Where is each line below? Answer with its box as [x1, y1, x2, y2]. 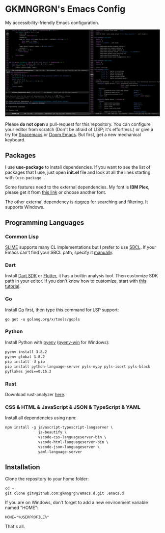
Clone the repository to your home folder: [5, 476, 89, 482]
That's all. [5, 524, 25, 530]
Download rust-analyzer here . [5, 392, 65, 398]
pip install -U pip [5, 359, 45, 364]
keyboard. [5, 137, 26, 143]
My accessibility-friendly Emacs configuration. [5, 20, 100, 26]
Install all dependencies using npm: [5, 415, 77, 421]
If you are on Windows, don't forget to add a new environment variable [5, 500, 148, 506]
